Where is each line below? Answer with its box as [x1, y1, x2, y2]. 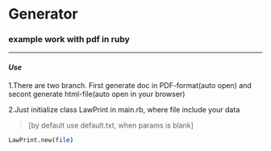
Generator [8, 5, 78, 23]
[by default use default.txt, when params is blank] [27, 120, 194, 130]
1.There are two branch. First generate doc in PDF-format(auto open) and [8, 80, 252, 90]
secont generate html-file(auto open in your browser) [8, 89, 186, 99]
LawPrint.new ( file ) [8, 136, 74, 144]
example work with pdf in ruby [8, 34, 131, 45]
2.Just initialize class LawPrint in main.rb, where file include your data [8, 104, 240, 114]
